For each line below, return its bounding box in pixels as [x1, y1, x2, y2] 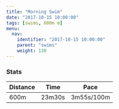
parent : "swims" [17, 43, 58, 49]
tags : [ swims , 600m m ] [6, 20, 63, 26]
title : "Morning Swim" [6, 8, 63, 15]
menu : [6, 25, 20, 32]
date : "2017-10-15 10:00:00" [6, 14, 79, 20]
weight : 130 [17, 48, 47, 54]
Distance [9, 83, 35, 92]
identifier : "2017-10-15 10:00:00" [17, 37, 106, 43]
